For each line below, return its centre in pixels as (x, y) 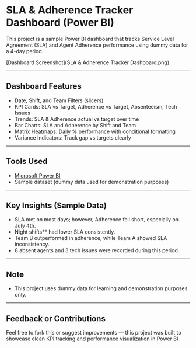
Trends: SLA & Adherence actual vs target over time (77, 119)
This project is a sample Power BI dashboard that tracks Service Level (90, 39)
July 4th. (25, 226)
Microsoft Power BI (37, 175)
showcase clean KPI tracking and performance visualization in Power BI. (93, 339)
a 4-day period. (25, 51)
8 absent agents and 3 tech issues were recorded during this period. (97, 250)
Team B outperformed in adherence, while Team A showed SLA (91, 238)
